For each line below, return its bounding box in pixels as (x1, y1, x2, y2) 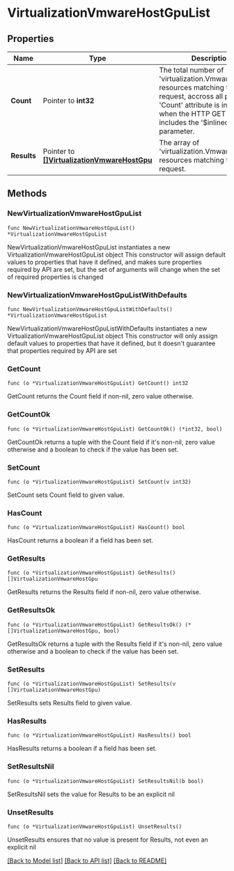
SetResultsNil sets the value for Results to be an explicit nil (7, 790, 175, 798)
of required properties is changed (7, 273, 104, 281)
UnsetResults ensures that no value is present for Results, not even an (7, 835, 209, 844)
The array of (159, 138, 200, 147)
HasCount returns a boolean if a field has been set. (7, 536, 154, 545)
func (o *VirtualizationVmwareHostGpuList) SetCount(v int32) (7, 478, 192, 485)
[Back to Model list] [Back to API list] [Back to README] (7, 856, 167, 865)
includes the (159, 117, 200, 127)
